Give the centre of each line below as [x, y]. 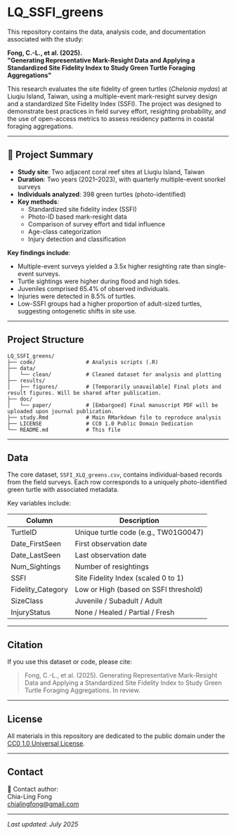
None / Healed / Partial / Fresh [125, 612]
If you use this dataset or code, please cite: [70, 662]
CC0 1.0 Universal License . [46, 743]
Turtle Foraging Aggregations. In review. [82, 690]
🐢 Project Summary [50, 155]
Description [139, 521]
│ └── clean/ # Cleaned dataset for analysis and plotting [114, 374]
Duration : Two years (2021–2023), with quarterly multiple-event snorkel [122, 179]
